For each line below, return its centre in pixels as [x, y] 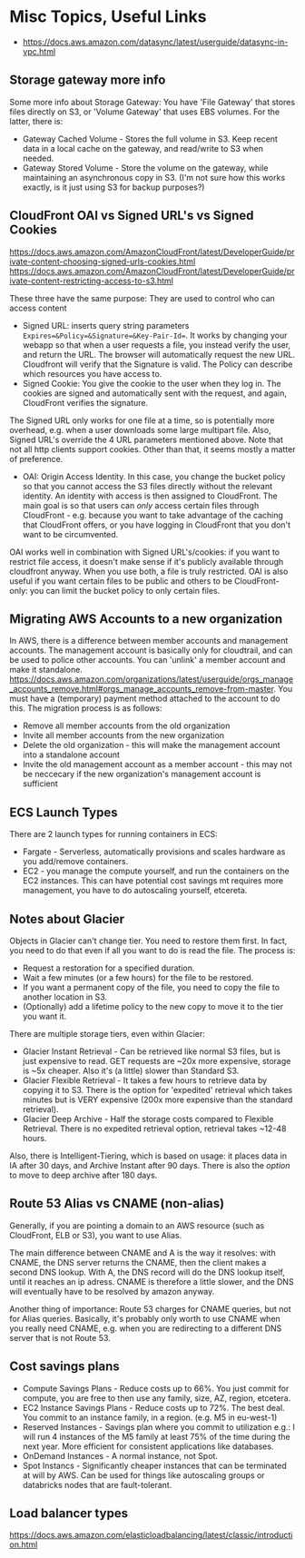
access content [38, 308]
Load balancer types [69, 1514]
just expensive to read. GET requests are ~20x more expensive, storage [157, 1061]
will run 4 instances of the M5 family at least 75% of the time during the [156, 1436]
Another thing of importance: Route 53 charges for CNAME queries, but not [151, 1308]
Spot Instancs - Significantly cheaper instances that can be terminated [155, 1465]
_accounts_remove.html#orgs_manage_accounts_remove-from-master [142, 689]
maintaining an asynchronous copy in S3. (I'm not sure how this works [154, 177]
